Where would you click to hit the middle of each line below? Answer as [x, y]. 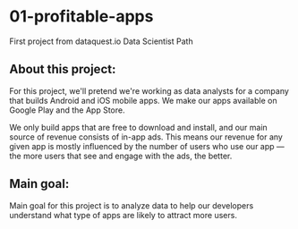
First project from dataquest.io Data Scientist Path [102, 41]
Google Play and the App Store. [67, 110]
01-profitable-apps [81, 17]
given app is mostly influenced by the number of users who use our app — [147, 146]
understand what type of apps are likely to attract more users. [123, 215]
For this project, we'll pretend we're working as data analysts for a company [149, 90]
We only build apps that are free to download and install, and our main [139, 127]
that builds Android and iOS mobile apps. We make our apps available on [143, 100]
